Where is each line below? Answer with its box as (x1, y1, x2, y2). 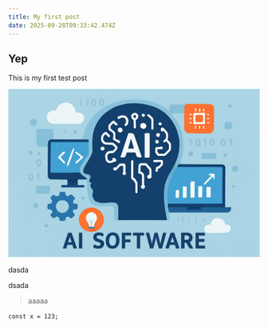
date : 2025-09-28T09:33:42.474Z (8, 21, 116, 30)
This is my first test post (8, 73, 88, 83)
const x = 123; (8, 312, 59, 320)
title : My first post (8, 13, 81, 21)
